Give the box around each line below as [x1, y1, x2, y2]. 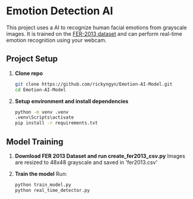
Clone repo [14, 70, 43, 77]
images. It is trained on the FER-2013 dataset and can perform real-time [6, 30, 183, 37]
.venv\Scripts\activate [14, 114, 74, 120]
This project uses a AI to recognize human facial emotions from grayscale [6, 24, 187, 31]
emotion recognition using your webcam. [6, 36, 107, 43]
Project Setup [6, 54, 58, 64]
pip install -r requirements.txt [14, 120, 98, 126]
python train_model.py [14, 182, 71, 188]
